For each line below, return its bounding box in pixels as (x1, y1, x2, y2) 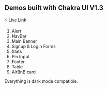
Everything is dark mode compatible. (4, 78, 78, 84)
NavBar (11, 33, 27, 39)
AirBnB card (11, 69, 36, 75)
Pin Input (11, 53, 30, 59)
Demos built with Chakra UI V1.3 (4, 4, 104, 12)
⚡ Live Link (4, 17, 27, 23)
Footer (11, 59, 25, 64)
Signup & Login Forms (11, 43, 56, 49)
